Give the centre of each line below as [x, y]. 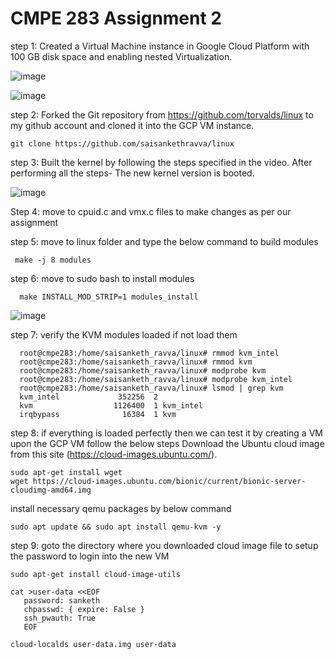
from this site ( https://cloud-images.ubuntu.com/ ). [114, 454]
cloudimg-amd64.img [51, 490]
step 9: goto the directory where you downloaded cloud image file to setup [164, 545]
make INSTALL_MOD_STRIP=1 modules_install [109, 297]
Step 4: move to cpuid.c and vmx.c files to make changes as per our [151, 211]
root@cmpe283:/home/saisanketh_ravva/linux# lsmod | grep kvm [151, 388]
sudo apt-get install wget [66, 472]
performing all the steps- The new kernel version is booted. [132, 173]
